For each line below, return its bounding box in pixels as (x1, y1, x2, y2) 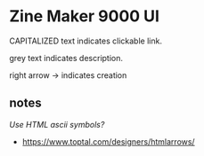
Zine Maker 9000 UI (9, 6, 160, 27)
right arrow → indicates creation (9, 69, 127, 81)
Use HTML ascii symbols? (9, 119, 105, 129)
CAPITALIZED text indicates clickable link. (9, 35, 163, 46)
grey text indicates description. (9, 52, 123, 63)
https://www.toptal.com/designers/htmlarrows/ (21, 136, 195, 147)
